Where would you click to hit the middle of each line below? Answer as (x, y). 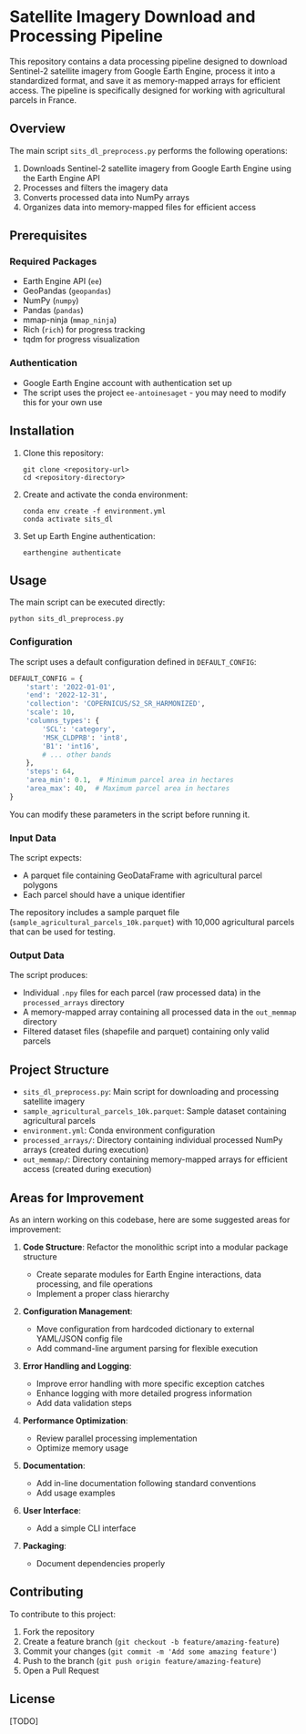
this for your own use (62, 402)
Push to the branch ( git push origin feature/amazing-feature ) (142, 1660)
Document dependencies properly (101, 1563)
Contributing (46, 1592)
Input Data (33, 838)
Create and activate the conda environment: (105, 495)
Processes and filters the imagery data (95, 188)
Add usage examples (76, 1493)
